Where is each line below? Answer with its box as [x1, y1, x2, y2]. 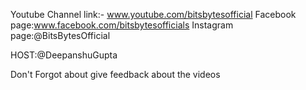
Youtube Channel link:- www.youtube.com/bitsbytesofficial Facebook [10, 9, 297, 20]
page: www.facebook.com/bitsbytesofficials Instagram [10, 19, 234, 31]
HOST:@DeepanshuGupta [10, 49, 118, 61]
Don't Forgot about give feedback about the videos [10, 69, 221, 80]
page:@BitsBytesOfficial [10, 30, 111, 41]
